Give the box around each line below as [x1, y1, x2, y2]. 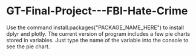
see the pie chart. [6, 43, 50, 50]
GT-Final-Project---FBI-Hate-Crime [6, 4, 188, 18]
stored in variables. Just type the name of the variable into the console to [6, 36, 189, 43]
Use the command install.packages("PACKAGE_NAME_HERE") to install [6, 24, 185, 31]
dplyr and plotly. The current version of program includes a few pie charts [6, 30, 191, 37]
